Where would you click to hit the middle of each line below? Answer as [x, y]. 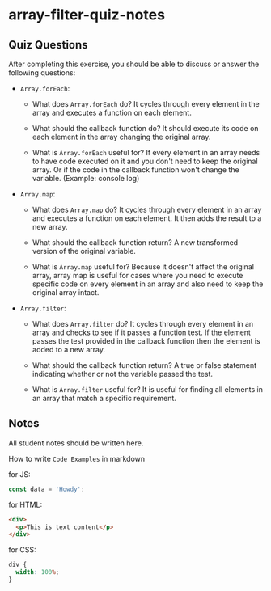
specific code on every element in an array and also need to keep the [148, 284]
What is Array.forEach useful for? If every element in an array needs [146, 152]
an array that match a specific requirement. [104, 398]
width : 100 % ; [38, 572]
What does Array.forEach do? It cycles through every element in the [146, 104]
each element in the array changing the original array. [121, 137]
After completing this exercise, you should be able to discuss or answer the [134, 64]
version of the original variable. [84, 251]
